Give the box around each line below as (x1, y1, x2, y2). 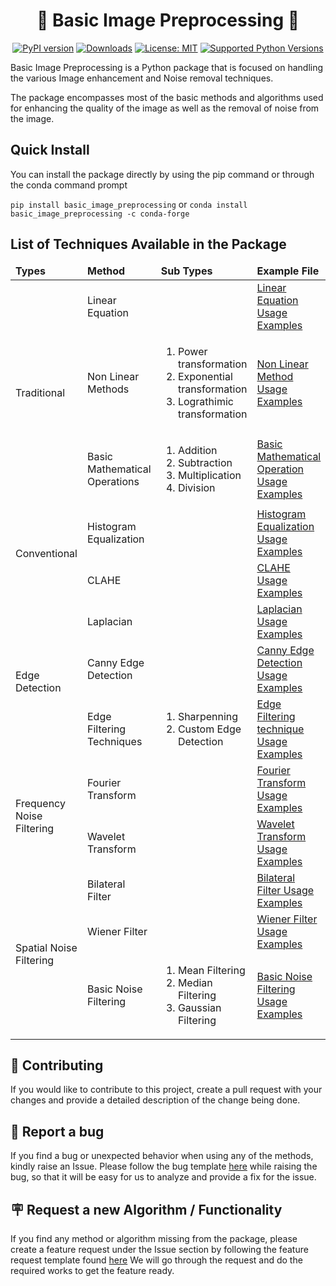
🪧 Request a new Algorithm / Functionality (10, 1201, 283, 1218)
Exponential (177, 369, 233, 383)
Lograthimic (177, 394, 234, 408)
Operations (86, 474, 140, 488)
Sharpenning (177, 709, 239, 723)
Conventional (15, 546, 78, 560)
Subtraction (177, 455, 233, 469)
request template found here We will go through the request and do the (10, 1254, 303, 1266)
